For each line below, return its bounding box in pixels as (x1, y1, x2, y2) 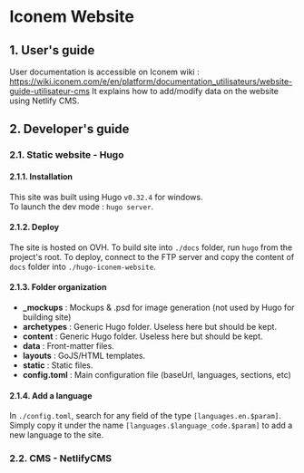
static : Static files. (22, 360, 93, 371)
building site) (22, 311, 72, 323)
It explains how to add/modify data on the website (92, 86, 279, 96)
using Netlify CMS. (9, 95, 80, 106)
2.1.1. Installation (9, 170, 74, 182)
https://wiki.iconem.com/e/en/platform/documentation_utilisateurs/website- (9, 76, 293, 87)
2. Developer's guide (9, 121, 130, 137)
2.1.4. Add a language (9, 390, 93, 401)
